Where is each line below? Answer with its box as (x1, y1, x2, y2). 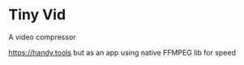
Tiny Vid (8, 6, 66, 24)
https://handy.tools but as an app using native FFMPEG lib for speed (8, 47, 237, 57)
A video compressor (8, 32, 76, 42)
